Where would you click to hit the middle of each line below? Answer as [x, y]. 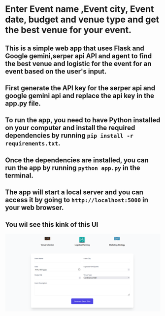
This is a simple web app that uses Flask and [75, 48]
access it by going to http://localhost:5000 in [77, 200]
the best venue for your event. [68, 30]
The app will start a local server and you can [74, 193]
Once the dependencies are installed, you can [77, 160]
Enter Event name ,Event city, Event [80, 9]
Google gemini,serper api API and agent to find [78, 56]
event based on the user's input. [56, 71]
